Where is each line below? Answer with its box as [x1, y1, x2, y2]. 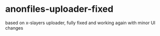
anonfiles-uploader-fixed [5, 3, 114, 15]
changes [5, 25, 24, 31]
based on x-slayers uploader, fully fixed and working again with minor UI [5, 20, 156, 26]
